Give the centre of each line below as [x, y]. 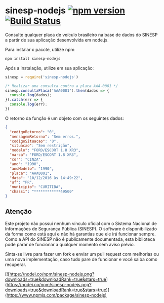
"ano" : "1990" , [25, 164]
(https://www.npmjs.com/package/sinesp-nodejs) [56, 295]
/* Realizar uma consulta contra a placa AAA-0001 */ [62, 86]
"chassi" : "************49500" [42, 192]
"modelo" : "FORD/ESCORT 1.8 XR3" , [45, 151]
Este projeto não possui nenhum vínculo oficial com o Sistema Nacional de [81, 223]
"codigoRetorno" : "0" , [33, 132]
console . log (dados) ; [31, 95]
